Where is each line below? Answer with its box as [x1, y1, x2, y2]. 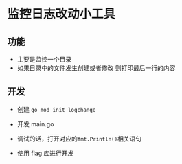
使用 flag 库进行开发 [16, 149, 74, 157]
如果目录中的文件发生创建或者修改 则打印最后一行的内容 [16, 64, 176, 72]
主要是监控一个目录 [16, 56, 72, 63]
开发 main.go [16, 119, 54, 128]
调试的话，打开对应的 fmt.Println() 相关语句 [16, 134, 142, 143]
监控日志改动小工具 [7, 6, 116, 22]
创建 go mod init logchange [16, 105, 96, 113]
